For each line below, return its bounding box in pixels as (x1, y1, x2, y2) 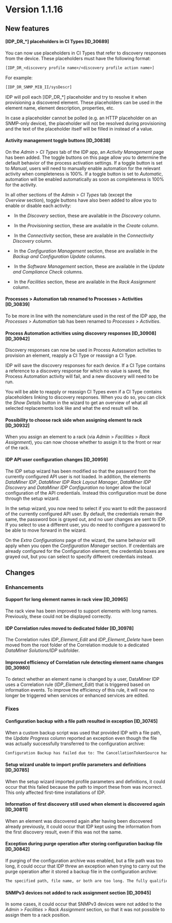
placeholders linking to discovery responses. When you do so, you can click (5, 394, 166, 401)
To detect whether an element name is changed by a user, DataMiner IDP (5, 676, 160, 682)
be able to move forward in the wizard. (5, 527, 87, 533)
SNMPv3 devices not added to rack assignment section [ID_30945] (5, 890, 151, 896)
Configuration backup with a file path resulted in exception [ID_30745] (5, 718, 158, 724)
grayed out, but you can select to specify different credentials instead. (5, 553, 154, 559)
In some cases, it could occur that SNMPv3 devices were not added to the (5, 901, 162, 907)
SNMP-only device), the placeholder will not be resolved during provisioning (5, 120, 166, 126)
